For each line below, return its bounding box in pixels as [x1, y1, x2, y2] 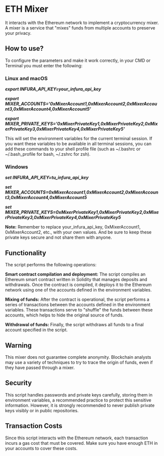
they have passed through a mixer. [5, 365, 75, 370]
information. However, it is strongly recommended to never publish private [5, 402, 155, 408]
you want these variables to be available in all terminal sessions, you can [5, 141, 152, 147]
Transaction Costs [5, 422, 63, 430]
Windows [5, 163, 28, 170]
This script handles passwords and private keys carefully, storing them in [5, 392, 153, 398]
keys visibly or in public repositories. [5, 407, 79, 413]
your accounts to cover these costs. [5, 445, 78, 451]
